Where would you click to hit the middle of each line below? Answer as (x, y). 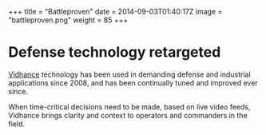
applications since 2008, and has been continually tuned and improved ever (133, 82)
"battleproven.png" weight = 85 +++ (68, 20)
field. (17, 124)
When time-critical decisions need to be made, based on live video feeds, (129, 106)
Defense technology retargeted (115, 52)
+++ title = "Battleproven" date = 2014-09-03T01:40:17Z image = (115, 12)
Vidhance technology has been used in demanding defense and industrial (129, 74)
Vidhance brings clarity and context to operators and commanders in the (128, 115)
